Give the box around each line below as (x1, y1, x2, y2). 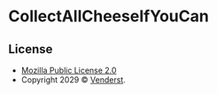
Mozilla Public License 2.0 (20, 65, 117, 75)
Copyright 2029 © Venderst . (20, 74, 126, 85)
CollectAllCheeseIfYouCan (8, 6, 209, 27)
